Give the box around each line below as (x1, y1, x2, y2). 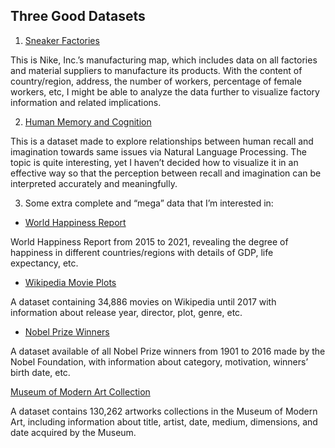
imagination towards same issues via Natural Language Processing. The (10, 145, 307, 158)
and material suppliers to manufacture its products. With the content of (10, 64, 303, 76)
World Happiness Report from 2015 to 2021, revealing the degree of (10, 235, 289, 248)
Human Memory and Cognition (24, 115, 152, 128)
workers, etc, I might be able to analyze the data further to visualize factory (10, 85, 320, 98)
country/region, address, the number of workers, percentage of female (10, 75, 302, 87)
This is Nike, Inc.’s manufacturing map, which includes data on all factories (10, 54, 318, 66)
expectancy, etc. (10, 257, 79, 269)
